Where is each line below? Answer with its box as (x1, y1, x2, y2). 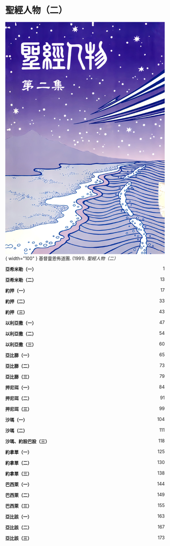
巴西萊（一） (5, 482, 32, 488)
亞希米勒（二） (5, 277, 36, 283)
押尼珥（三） (5, 406, 32, 412)
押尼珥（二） (5, 396, 32, 402)
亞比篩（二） (5, 363, 32, 369)
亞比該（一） (5, 514, 32, 520)
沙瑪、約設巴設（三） (5, 439, 50, 445)
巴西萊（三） (5, 503, 32, 509)
